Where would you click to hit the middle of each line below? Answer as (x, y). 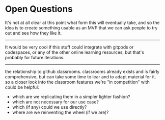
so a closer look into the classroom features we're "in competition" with (77, 82)
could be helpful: (22, 87)
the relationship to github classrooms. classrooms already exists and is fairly (82, 72)
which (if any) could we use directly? (49, 107)
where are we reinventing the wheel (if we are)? (60, 112)
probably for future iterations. (35, 57)
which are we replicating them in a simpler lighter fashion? (71, 96)
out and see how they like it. (34, 33)
